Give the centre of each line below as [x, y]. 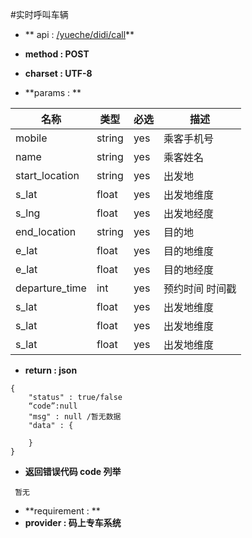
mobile [31, 138]
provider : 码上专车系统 [73, 522]
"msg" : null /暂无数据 [75, 417]
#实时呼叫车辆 [39, 14]
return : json [51, 370]
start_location [47, 175]
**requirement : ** [62, 511]
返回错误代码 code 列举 [73, 471]
